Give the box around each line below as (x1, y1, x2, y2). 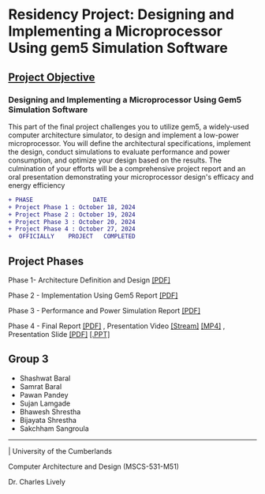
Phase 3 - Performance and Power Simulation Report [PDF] (8, 305, 201, 315)
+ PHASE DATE (8, 196, 108, 204)
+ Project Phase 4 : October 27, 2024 (8, 225, 136, 234)
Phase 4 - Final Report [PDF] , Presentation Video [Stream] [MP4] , (8, 321, 226, 331)
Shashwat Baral (19, 373, 71, 383)
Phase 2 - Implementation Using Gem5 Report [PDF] (8, 290, 178, 300)
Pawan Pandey (19, 390, 69, 399)
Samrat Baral (19, 381, 62, 391)
